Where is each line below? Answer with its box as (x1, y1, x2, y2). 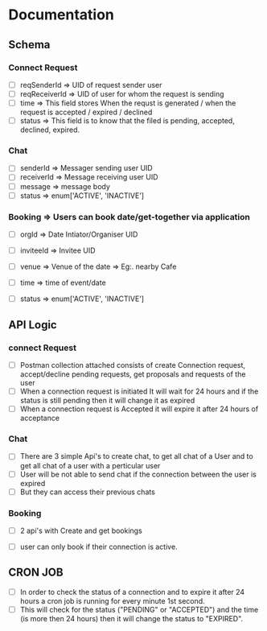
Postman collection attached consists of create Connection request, (19, 360, 246, 369)
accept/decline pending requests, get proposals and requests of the (19, 369, 246, 379)
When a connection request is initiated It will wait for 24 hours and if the (19, 386, 259, 396)
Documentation (8, 6, 115, 24)
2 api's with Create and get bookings (19, 526, 142, 535)
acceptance (19, 413, 60, 423)
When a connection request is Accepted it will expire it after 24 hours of (19, 404, 259, 414)
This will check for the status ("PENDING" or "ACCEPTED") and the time (19, 604, 259, 614)
